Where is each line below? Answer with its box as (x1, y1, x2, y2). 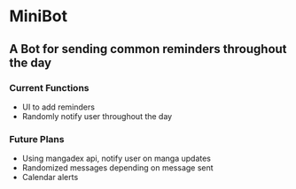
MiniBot (9, 6, 68, 26)
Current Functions (9, 81, 90, 94)
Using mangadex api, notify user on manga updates (21, 153, 211, 164)
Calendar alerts (21, 172, 79, 183)
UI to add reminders (21, 102, 96, 112)
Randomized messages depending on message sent (21, 163, 214, 173)
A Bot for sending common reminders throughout (9, 42, 287, 57)
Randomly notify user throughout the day (21, 110, 173, 121)
